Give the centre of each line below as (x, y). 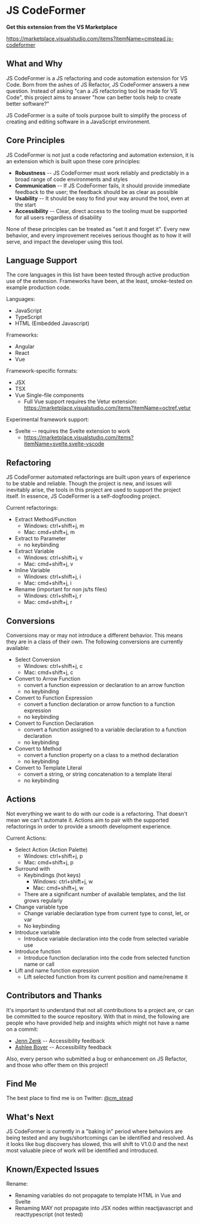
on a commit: (22, 1029)
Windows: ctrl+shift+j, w (63, 881)
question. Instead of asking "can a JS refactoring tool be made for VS (92, 91)
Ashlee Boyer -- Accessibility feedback (63, 1047)
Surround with (32, 868)
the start (25, 205)
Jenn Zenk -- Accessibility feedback (60, 1041)
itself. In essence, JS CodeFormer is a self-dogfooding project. (84, 496)
